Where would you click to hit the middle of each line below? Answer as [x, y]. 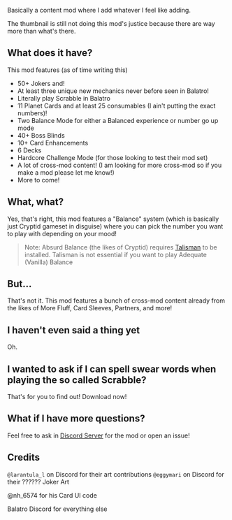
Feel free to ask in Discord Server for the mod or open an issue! [99, 435]
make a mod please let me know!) [66, 172]
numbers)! [32, 113]
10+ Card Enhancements [53, 143]
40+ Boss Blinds [41, 135]
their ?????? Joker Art [38, 482]
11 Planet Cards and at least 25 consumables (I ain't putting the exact [116, 106]
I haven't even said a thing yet [74, 330]
